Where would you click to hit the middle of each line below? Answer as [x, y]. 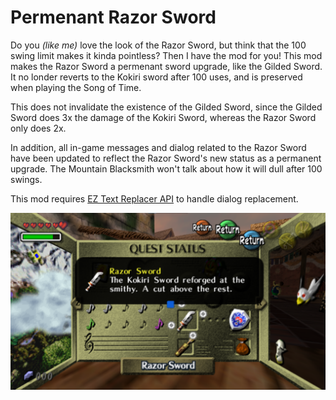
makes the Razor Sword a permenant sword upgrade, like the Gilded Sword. [166, 66]
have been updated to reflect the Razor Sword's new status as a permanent [166, 158]
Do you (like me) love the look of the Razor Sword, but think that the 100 [158, 45]
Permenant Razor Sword [113, 17]
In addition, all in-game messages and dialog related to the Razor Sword [158, 147]
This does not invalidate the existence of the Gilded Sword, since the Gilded [166, 107]
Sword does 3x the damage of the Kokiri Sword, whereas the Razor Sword [163, 117]
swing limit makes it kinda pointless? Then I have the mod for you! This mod [166, 55]
